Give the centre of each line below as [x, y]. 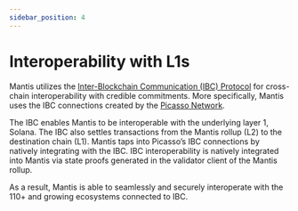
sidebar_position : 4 [48, 17]
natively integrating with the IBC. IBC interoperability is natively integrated [144, 150]
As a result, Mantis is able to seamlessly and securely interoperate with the [146, 187]
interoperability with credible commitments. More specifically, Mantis [157, 95]
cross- [278, 86]
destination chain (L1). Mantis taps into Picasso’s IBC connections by [134, 141]
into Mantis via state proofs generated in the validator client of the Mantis [143, 160]
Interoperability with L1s [100, 61]
